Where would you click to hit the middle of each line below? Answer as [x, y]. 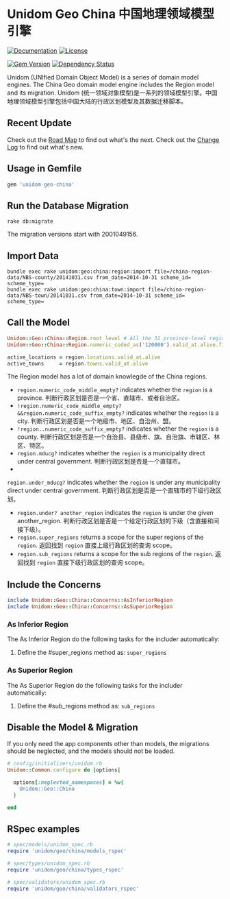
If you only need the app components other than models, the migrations [108, 744]
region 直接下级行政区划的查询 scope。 [92, 562]
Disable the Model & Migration [73, 727]
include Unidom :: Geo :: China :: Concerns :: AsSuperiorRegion [90, 607]
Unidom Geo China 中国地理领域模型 [111, 14]
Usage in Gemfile [44, 169]
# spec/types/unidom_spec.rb [49, 864]
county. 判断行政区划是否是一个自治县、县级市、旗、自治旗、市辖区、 [115, 437]
